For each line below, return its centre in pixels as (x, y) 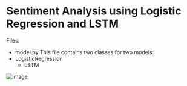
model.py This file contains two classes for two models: (84, 52)
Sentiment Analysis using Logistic (94, 11)
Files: (13, 40)
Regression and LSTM (63, 24)
